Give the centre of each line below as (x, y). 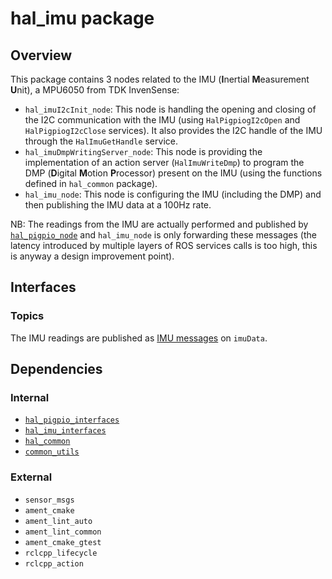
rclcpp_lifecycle (61, 553)
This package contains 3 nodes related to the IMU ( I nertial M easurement (160, 79)
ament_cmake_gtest (63, 542)
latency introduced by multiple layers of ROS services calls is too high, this (164, 245)
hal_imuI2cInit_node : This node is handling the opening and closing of (170, 109)
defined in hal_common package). (91, 183)
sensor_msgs (49, 500)
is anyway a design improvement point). (92, 256)
